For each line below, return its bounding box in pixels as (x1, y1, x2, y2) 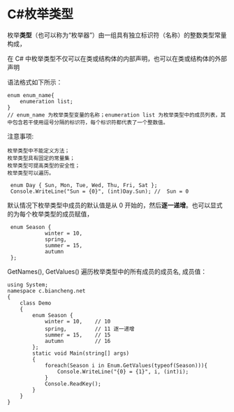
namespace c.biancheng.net (7, 287, 86, 294)
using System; (7, 281, 49, 288)
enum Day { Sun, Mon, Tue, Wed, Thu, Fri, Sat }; (10, 182, 158, 189)
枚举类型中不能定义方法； (7, 147, 70, 154)
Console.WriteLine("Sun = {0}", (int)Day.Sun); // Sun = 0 (10, 188, 189, 195)
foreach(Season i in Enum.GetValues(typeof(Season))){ (44, 362, 208, 369)
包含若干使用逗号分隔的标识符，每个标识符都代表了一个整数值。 (12, 119, 169, 126)
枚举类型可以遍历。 (7, 169, 54, 177)
